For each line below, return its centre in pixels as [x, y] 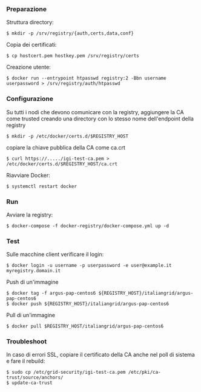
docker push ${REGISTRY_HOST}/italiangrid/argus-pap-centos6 [91, 304]
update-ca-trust [32, 383]
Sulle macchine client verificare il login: [55, 255]
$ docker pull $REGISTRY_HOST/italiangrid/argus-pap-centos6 [85, 326]
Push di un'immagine [32, 282]
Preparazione [27, 9]
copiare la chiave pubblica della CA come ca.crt [66, 147]
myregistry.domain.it [34, 271]
